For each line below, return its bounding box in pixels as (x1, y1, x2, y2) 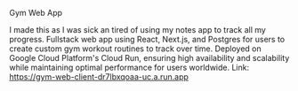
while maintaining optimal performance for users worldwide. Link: (9, 62, 250, 72)
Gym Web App (9, 8, 63, 18)
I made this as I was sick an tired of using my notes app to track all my (9, 25, 267, 34)
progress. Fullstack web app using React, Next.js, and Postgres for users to (9, 34, 286, 44)
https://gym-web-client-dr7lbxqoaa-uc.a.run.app (9, 72, 189, 82)
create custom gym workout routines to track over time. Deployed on (9, 43, 262, 54)
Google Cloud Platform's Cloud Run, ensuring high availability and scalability (9, 53, 290, 63)
